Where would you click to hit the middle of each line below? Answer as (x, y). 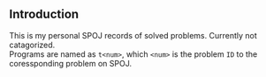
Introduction (44, 14)
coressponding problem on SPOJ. (71, 63)
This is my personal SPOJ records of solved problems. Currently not (133, 35)
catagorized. (32, 45)
